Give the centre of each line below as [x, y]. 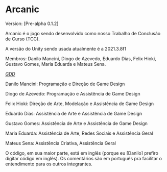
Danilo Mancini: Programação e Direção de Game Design [65, 84]
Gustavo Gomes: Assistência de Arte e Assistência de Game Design [77, 123]
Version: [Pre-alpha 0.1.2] [32, 23]
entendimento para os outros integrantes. [49, 164]
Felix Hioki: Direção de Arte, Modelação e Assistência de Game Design [80, 104]
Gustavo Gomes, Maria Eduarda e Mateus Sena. [56, 64]
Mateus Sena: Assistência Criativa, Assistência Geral [61, 143]
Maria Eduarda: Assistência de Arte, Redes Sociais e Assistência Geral [79, 133]
